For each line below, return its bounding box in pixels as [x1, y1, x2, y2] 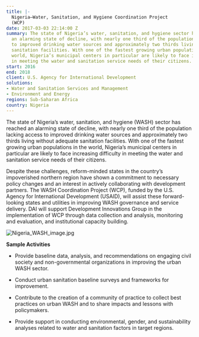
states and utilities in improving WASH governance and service [25, 199, 179, 206]
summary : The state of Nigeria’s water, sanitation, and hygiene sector [6, 31, 190, 37]
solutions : [6, 80, 33, 86]
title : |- [6, 8, 31, 15]
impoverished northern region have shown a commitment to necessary [6, 174, 179, 181]
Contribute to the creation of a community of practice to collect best [14, 294, 182, 301]
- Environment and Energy [6, 91, 70, 97]
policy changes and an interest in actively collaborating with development [6, 180, 185, 187]
